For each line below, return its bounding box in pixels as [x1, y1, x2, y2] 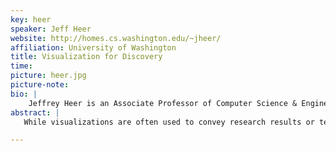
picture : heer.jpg [10, 71, 87, 81]
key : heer [10, 14, 52, 25]
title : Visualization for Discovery [10, 52, 163, 62]
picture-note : [10, 80, 70, 90]
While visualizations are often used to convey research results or [23, 117, 315, 127]
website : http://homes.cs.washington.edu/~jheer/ [10, 33, 222, 43]
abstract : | [10, 107, 60, 118]
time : [10, 61, 33, 71]
